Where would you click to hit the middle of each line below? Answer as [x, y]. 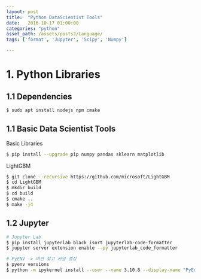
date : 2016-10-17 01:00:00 [42, 23]
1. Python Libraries [53, 75]
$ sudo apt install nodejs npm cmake [53, 110]
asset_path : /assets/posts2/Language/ [54, 34]
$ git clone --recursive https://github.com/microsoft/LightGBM [88, 177]
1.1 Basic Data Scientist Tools [61, 129]
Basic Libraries [25, 143]
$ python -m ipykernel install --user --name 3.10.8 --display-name [93, 270]
